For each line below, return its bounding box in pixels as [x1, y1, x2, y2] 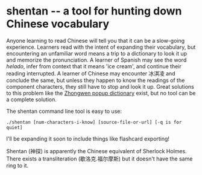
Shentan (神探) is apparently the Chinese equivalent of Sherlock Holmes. [6, 147, 187, 154]
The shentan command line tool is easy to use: [6, 107, 122, 115]
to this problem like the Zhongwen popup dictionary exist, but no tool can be [6, 89, 196, 97]
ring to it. [6, 162, 29, 169]
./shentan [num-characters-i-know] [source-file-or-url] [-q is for [6, 119, 182, 125]
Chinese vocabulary [6, 17, 110, 31]
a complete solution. [6, 95, 57, 103]
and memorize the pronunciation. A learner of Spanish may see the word [6, 56, 187, 63]
